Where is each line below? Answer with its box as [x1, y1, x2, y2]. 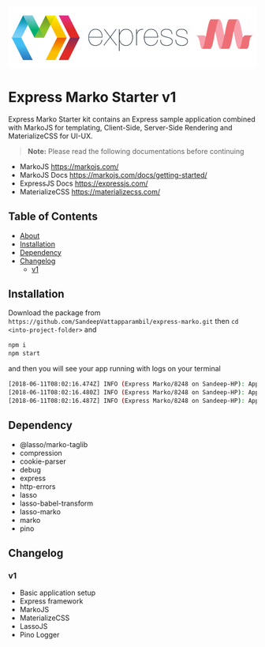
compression [19, 448, 63, 457]
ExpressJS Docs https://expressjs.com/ [19, 179, 148, 188]
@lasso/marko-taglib [19, 439, 88, 449]
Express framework [19, 596, 84, 606]
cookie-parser [19, 457, 66, 466]
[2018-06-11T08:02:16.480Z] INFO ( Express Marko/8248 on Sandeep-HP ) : [8, 388, 245, 397]
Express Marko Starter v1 [8, 88, 177, 106]
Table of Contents [8, 210, 99, 224]
